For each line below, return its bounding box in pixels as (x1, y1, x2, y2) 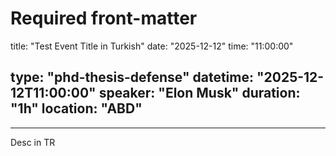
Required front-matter (10, 7, 198, 30)
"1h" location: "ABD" (10, 100, 143, 117)
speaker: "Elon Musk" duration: (98, 85, 301, 102)
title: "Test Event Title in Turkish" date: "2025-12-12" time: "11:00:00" (10, 40, 294, 52)
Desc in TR (10, 136, 56, 148)
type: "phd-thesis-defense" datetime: (10, 69, 254, 86)
